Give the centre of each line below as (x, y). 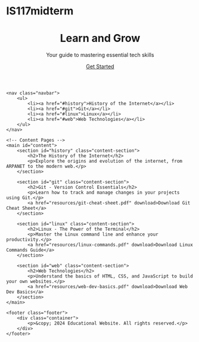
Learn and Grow (100, 39)
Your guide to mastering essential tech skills (100, 55)
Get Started (100, 66)
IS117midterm (40, 11)
